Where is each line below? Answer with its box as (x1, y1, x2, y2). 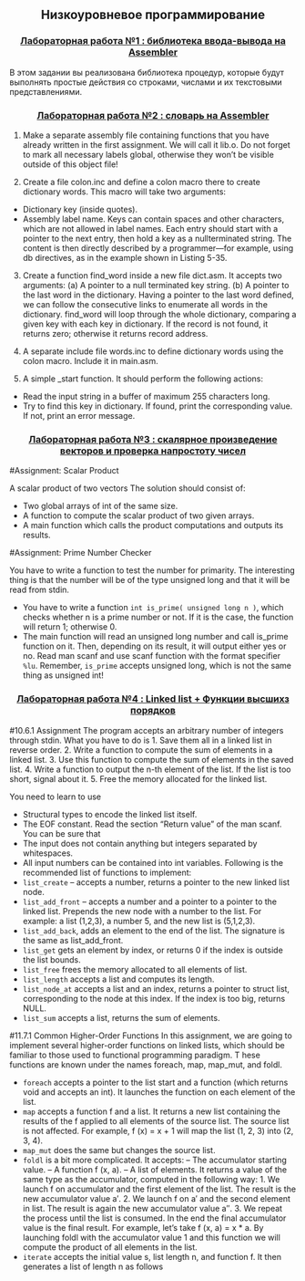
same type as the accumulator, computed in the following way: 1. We (22, 1173, 280, 1184)
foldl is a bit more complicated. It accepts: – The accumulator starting (22, 1154, 287, 1165)
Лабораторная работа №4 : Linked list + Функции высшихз (16, 693, 290, 705)
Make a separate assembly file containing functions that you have (22, 130, 270, 141)
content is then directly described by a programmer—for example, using (22, 242, 294, 254)
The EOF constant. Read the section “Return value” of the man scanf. (22, 818, 282, 829)
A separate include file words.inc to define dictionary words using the (22, 346, 284, 357)
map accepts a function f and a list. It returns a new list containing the (22, 1106, 280, 1117)
